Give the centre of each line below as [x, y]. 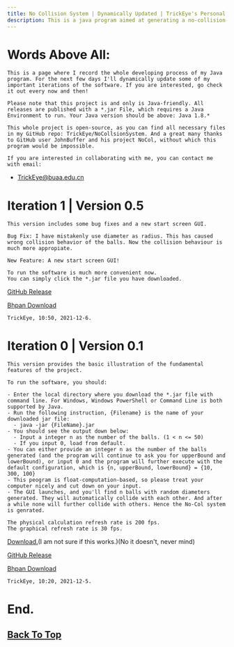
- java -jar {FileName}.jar [54, 426]
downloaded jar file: [39, 419]
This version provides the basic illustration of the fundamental [106, 364]
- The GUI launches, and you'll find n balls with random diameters [109, 492]
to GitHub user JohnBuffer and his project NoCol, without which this [112, 140]
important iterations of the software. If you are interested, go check [115, 85]
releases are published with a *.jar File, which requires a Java [106, 110]
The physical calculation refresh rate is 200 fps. [84, 523]
